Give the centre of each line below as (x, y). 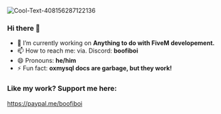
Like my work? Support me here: (62, 89)
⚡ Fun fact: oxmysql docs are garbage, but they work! (94, 68)
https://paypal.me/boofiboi (45, 103)
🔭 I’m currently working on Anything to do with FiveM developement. (116, 43)
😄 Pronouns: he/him (47, 61)
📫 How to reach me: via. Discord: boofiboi (77, 51)
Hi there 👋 (24, 28)
